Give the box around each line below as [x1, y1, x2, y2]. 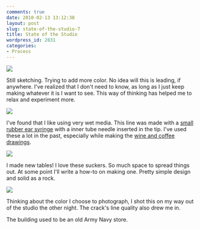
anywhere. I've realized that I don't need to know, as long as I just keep [6, 83, 185, 90]
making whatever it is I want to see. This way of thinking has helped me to [6, 89, 192, 97]
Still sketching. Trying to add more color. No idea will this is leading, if [6, 77, 181, 84]
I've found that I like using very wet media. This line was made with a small [6, 119, 194, 126]
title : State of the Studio [6, 32, 78, 38]
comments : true [6, 9, 45, 15]
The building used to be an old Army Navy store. [6, 216, 128, 223]
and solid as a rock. [6, 174, 55, 182]
